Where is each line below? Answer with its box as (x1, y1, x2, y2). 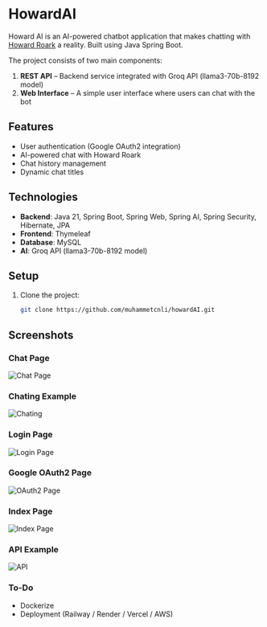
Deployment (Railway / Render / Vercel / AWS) (19, 609, 174, 619)
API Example (8, 544, 59, 555)
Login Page (8, 429, 54, 441)
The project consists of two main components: (8, 55, 162, 65)
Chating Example (8, 391, 76, 402)
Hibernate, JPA (19, 220, 71, 230)
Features (8, 120, 54, 133)
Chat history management (19, 158, 107, 168)
